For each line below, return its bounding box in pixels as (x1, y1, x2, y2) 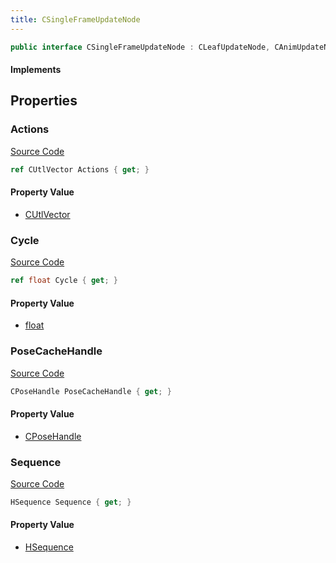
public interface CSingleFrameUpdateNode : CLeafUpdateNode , (10, 42, 271, 52)
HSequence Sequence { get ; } (10, 497, 132, 507)
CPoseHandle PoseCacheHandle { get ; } (10, 386, 172, 396)
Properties (10, 92, 78, 110)
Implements (10, 64, 62, 76)
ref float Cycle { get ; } (10, 276, 118, 286)
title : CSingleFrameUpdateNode (10, 14, 141, 25)
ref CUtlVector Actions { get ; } (10, 164, 150, 175)
